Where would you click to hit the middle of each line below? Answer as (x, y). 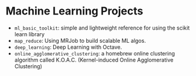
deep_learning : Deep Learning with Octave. (68, 47)
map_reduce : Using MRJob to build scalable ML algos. (80, 40)
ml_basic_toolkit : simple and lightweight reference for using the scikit (102, 28)
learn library (29, 34)
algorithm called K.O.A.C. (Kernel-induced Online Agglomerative (94, 60)
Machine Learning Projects (74, 11)
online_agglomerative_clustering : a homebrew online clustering (95, 53)
